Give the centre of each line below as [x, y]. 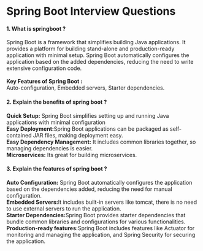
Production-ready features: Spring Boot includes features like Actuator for [101, 228]
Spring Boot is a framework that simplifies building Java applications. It [96, 42]
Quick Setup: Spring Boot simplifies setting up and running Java [88, 115]
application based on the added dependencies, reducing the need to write [100, 62]
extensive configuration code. [44, 68]
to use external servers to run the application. [64, 208]
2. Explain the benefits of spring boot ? [57, 102]
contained [19, 135]
